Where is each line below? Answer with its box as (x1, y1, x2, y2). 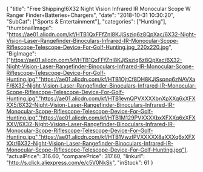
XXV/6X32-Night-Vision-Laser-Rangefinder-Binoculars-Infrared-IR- (6, 121, 176, 127)
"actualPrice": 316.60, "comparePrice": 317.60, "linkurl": (6, 153, 145, 159)
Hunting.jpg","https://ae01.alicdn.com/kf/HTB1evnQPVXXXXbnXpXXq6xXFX (6, 95, 196, 102)
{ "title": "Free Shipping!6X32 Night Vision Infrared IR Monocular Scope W (6, 5, 191, 12)
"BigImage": (6, 50, 36, 57)
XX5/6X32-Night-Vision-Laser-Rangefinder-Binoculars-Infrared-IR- (6, 101, 175, 108)
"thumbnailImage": (6, 24, 53, 31)
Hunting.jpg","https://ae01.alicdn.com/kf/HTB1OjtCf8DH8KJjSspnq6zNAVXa (6, 75, 196, 83)
